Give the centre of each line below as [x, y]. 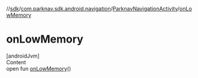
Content [16, 62]
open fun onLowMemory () [39, 68]
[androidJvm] [23, 56]
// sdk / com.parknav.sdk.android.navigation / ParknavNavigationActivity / [93, 9]
